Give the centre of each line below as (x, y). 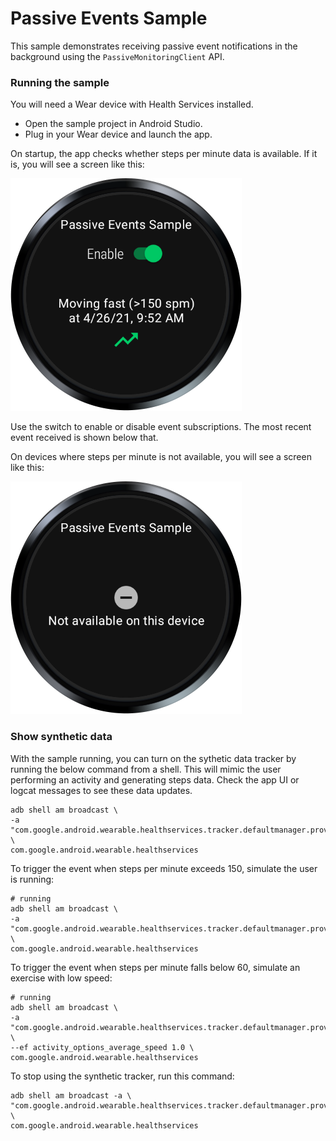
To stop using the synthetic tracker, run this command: (122, 1076)
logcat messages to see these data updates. (101, 790)
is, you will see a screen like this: (77, 164)
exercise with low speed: (61, 978)
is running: (32, 879)
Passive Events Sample (109, 18)
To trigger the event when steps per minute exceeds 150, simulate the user (164, 868)
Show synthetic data (61, 737)
